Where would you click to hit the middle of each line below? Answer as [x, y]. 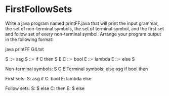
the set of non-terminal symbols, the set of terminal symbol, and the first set [85, 28]
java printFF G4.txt [25, 49]
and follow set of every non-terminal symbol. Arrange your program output [83, 34]
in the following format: [29, 39]
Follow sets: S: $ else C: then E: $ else [45, 88]
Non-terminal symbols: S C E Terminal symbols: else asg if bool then [77, 69]
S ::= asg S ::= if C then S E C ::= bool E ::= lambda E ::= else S [70, 59]
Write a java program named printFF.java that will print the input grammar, [82, 23]
